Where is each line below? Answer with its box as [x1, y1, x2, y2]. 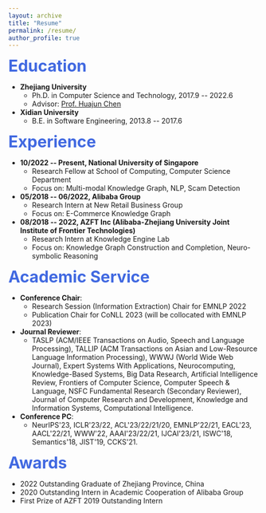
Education [8, 56, 88, 77]
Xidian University [19, 108, 80, 117]
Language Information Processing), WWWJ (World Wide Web [31, 353, 233, 362]
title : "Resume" [8, 19, 62, 27]
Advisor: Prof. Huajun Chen [31, 99, 122, 109]
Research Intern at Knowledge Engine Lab [31, 235, 170, 244]
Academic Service [8, 266, 150, 287]
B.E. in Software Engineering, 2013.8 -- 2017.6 [31, 116, 183, 126]
